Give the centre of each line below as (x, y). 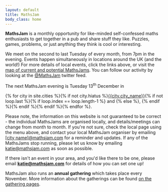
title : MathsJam (22, 15)
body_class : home (23, 19)
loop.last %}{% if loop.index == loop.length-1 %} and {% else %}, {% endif (82, 101)
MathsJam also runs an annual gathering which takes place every (74, 173)
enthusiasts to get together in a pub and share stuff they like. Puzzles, (77, 39)
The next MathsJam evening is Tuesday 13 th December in (65, 86)
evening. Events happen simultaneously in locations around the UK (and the (83, 59)
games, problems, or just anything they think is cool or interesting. (73, 44)
